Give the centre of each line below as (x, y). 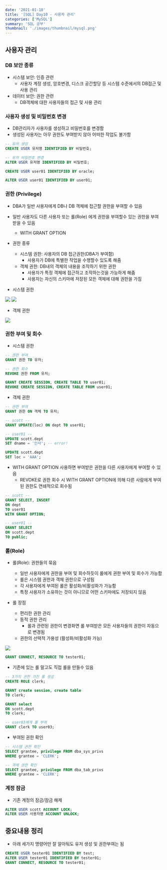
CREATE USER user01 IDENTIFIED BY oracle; (50, 171)
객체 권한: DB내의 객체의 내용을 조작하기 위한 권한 (68, 266)
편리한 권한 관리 (35, 613)
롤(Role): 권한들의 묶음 (34, 562)
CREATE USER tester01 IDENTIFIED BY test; (50, 853)
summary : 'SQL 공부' (25, 24)
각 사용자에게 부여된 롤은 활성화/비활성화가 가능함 (68, 586)
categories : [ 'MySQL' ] (29, 19)
